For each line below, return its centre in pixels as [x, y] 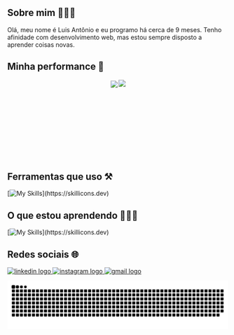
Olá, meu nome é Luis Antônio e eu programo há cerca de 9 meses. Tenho [115, 29]
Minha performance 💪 [56, 67]
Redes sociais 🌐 [43, 254]
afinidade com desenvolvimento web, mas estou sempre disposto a [105, 37]
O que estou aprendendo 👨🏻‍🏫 [73, 215]
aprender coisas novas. [41, 44]
